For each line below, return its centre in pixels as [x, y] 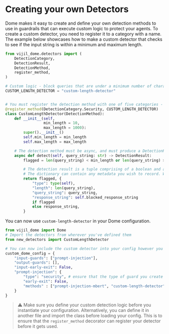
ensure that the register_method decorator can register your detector [89, 321]
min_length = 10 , [62, 123]
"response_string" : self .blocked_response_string [85, 197]
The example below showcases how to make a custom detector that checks [84, 39]
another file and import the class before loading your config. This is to [90, 316]
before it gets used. [38, 326]
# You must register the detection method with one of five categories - [84, 104]
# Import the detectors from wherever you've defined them [68, 235]
